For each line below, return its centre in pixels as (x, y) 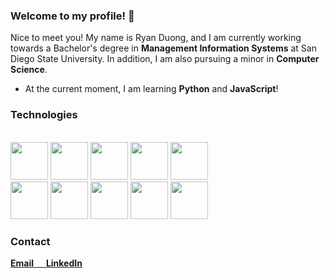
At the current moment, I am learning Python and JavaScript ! (151, 89)
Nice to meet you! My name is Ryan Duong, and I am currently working (156, 38)
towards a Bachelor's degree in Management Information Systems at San (163, 48)
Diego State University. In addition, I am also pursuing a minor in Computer (165, 59)
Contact (30, 241)
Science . (29, 70)
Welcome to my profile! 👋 (72, 16)
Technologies (44, 115)
